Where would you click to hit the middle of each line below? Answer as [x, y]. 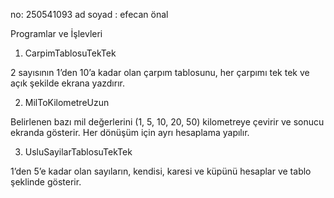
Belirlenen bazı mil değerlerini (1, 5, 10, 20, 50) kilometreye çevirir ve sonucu [167, 122]
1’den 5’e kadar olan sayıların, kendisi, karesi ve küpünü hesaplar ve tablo [161, 171]
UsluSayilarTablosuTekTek [78, 152]
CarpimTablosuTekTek [70, 53]
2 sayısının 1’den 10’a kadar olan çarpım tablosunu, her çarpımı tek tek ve [160, 72]
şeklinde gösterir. [46, 182]
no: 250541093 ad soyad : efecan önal [89, 14]
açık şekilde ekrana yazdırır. [67, 83]
